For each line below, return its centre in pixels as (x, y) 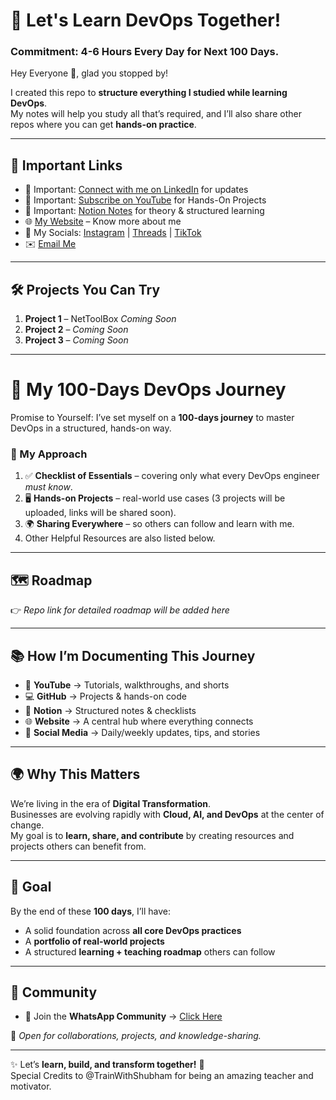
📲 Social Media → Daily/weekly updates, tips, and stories (142, 732)
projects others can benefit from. (78, 846)
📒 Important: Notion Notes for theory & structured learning (144, 211)
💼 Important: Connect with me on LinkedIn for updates (136, 190)
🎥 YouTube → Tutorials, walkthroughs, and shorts (127, 685)
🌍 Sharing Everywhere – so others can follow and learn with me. (159, 524)
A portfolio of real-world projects (94, 941)
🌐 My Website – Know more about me (103, 221)
